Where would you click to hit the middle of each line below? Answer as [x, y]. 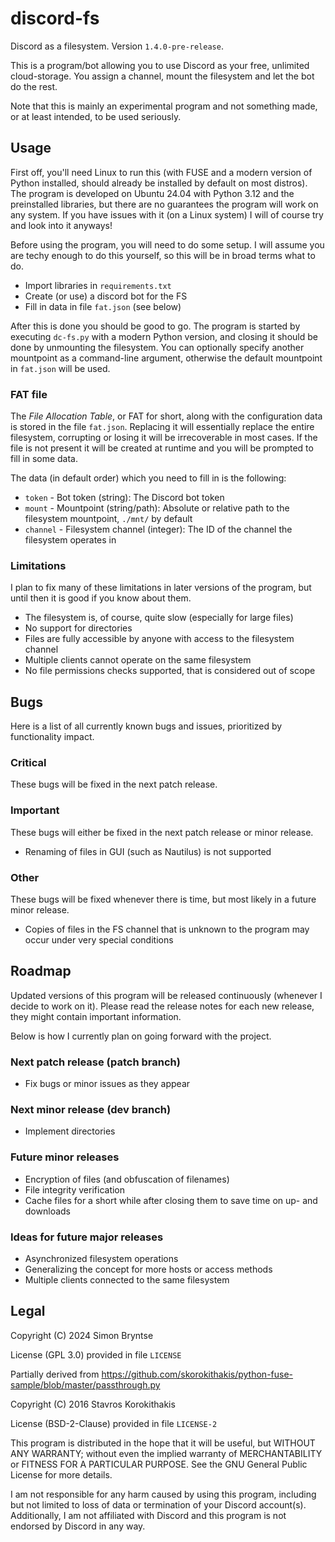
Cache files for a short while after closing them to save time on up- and [171, 1200]
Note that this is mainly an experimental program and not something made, [164, 106]
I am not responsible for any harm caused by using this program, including [163, 1494]
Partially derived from [55, 1374]
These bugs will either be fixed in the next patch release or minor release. [162, 832]
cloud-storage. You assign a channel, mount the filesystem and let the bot [162, 76]
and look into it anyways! [61, 225]
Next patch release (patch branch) [95, 1062]
